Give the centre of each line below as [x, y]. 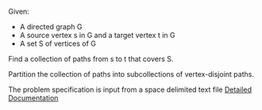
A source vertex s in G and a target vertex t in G [97, 35]
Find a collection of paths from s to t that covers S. [91, 59]
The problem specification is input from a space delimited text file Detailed [130, 89]
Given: [19, 11]
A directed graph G [51, 27]
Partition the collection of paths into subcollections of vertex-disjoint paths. [131, 74]
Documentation [33, 98]
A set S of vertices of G [58, 44]
